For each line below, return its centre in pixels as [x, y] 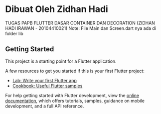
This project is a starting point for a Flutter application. [61, 61]
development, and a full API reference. [45, 106]
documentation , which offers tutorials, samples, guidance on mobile [75, 101]
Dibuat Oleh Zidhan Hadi [57, 9]
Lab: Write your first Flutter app [45, 80]
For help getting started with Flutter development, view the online [72, 95]
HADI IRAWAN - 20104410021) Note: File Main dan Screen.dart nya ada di [80, 28]
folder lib [14, 33]
